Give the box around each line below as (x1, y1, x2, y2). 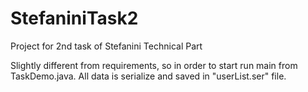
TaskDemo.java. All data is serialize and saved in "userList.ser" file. (10, 70, 287, 82)
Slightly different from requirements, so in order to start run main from (10, 59, 298, 71)
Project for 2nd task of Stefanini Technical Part (10, 40, 203, 52)
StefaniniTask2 (10, 7, 139, 30)
